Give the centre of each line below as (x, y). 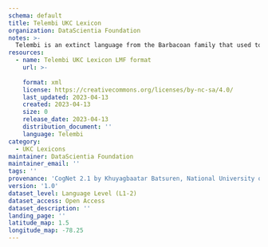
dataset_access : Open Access (57, 201)
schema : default (35, 16)
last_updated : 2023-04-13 (66, 97)
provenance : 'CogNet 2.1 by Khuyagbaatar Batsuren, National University (132, 179)
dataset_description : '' (49, 208)
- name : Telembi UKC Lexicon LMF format (83, 61)
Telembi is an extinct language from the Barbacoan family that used (133, 45)
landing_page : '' (37, 216)
